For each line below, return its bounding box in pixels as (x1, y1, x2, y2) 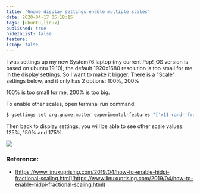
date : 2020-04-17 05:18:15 (6, 14, 73, 20)
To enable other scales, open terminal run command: (6, 100, 136, 107)
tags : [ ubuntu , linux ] (6, 20, 60, 26)
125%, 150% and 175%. (6, 129, 64, 136)
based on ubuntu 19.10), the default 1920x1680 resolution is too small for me (6, 64, 193, 71)
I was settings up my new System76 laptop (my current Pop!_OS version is (6, 58, 189, 65)
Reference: (6, 155, 39, 163)
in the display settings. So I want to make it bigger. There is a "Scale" (6, 71, 176, 78)
